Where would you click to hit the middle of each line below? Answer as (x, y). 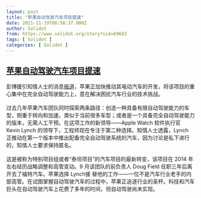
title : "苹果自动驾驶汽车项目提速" (45, 17)
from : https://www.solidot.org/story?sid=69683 (67, 34)
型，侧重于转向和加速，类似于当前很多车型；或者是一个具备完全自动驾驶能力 (100, 115)
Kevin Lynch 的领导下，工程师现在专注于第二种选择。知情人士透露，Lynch (97, 130)
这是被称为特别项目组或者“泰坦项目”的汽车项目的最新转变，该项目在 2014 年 (100, 159)
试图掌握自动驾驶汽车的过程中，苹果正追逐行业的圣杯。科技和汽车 (113, 181)
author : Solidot (26, 28)
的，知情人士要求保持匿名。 (40, 145)
